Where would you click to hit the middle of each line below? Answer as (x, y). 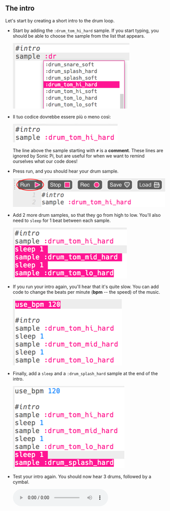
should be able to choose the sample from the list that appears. (79, 36)
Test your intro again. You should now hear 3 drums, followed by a (82, 476)
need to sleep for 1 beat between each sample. (61, 220)
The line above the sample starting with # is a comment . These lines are (88, 150)
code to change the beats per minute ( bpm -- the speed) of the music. (86, 292)
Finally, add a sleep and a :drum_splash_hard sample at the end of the (85, 373)
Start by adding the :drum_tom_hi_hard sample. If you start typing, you (86, 31)
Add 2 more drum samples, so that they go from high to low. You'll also (87, 215)
